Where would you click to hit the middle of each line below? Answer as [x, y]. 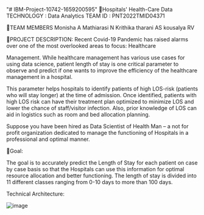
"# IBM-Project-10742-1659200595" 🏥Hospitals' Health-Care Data [90, 9]
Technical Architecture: [36, 194]
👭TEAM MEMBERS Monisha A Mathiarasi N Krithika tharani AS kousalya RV [100, 28]
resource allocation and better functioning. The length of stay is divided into [101, 176]
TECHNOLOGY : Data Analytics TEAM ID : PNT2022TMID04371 [86, 16]
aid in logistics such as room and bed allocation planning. [78, 114]
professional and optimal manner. [48, 139]
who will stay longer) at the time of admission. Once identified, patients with [101, 95]
